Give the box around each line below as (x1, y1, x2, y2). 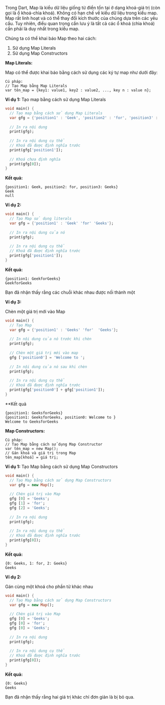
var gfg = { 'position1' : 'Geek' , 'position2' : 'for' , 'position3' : (9, 115, 158, 120)
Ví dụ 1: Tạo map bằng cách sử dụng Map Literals (5, 97, 106, 102)
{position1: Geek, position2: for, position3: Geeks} (5, 185, 119, 190)
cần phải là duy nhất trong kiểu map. (5, 26, 80, 32)
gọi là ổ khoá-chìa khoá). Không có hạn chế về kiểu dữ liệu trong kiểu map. (5, 10, 158, 16)
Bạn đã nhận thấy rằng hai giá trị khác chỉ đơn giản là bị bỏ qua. (5, 694, 135, 700)
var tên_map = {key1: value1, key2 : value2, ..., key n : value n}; (5, 88, 152, 93)
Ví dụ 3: (5, 299, 22, 305)
